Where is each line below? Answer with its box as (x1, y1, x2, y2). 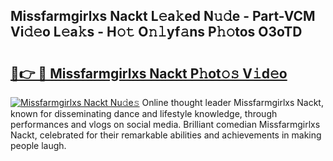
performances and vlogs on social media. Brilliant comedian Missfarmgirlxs (10, 119, 321, 130)
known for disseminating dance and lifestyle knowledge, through (10, 108, 278, 119)
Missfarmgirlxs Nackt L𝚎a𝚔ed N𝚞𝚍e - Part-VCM (10, 8, 316, 25)
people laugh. (10, 140, 67, 151)
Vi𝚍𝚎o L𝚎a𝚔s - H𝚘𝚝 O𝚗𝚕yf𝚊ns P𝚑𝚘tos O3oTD (10, 24, 303, 41)
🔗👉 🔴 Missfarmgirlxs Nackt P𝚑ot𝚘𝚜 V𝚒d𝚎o (10, 65, 288, 82)
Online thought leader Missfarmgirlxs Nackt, (141, 97, 324, 108)
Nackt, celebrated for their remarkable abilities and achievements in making (10, 129, 322, 141)
